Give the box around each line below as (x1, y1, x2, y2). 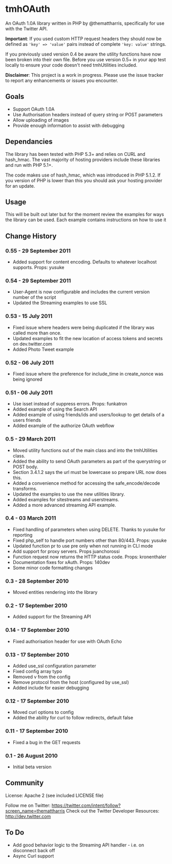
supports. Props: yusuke (12, 265, 64, 271)
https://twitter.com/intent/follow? (51, 802, 121, 808)
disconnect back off (12, 847, 55, 853)
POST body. (12, 464, 38, 470)
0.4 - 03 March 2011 (5, 515, 56, 522)
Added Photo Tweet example (12, 346, 74, 352)
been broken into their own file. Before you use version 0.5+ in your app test (5, 56, 166, 62)
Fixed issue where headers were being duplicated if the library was (12, 324, 155, 330)
